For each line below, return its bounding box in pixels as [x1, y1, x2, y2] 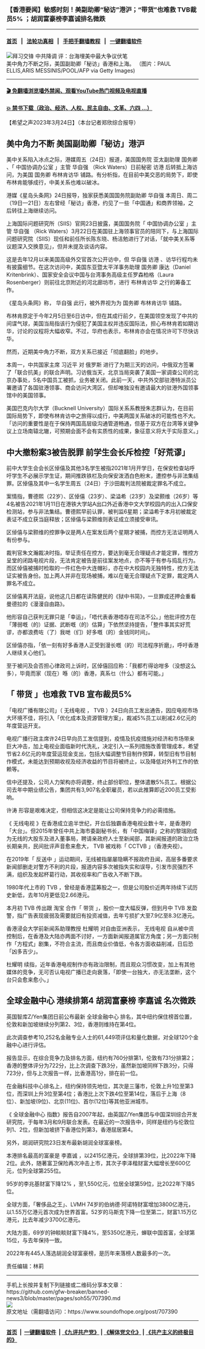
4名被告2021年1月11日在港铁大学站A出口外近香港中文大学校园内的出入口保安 [6, 500, 198, 507]
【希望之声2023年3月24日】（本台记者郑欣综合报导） [6, 119, 139, 126]
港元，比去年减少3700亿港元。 [6, 1216, 84, 1223]
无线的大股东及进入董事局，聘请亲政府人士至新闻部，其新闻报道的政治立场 [11, 834, 199, 842]
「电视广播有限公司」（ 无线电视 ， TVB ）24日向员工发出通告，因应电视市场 [6, 706, 198, 714]
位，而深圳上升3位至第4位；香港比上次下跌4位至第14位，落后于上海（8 [6, 1090, 186, 1097]
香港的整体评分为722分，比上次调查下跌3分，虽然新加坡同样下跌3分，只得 [6, 1061, 194, 1069]
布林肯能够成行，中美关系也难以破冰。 [6, 179, 103, 186]
